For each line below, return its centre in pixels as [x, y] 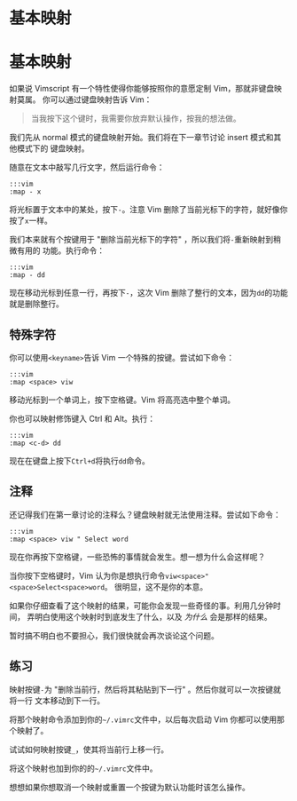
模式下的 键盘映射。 [53, 148]
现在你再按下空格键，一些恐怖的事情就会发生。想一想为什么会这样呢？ [137, 557]
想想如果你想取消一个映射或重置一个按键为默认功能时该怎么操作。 [129, 787]
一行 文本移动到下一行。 [60, 700]
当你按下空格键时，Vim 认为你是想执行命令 [87, 575]
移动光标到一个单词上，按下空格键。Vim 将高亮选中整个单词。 [122, 400]
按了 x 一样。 [31, 221]
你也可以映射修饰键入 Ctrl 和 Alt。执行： [82, 418]
